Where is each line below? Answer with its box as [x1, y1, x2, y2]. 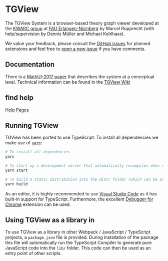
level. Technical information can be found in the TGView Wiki [5, 79, 130, 85]
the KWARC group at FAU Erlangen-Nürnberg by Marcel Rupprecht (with [5, 25, 154, 31]
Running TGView [5, 121, 59, 130]
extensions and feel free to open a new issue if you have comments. [5, 46, 146, 52]
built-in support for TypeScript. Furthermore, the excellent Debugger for [5, 196, 153, 202]
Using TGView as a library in [5, 216, 95, 224]
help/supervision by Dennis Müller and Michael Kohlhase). [5, 31, 125, 37]
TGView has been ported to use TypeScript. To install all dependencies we [5, 134, 158, 141]
